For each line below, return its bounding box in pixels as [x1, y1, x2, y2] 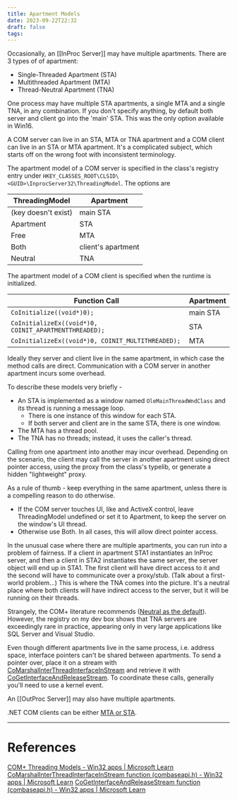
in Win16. [7, 121, 34, 131]
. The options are [121, 179, 171, 188]
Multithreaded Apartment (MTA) [17, 78, 111, 87]
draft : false [7, 23, 46, 30]
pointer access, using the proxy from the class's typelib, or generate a [7, 463, 212, 471]
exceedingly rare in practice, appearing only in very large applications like [7, 622, 222, 631]
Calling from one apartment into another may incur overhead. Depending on [7, 447, 228, 456]
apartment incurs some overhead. [7, 369, 106, 378]
